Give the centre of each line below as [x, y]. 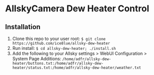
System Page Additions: [37, 59]
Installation [23, 27]
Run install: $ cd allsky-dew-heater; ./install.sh [64, 48]
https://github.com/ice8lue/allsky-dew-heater [61, 43]
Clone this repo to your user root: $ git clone [59, 38]
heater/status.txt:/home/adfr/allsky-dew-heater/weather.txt [77, 68]
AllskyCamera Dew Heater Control [77, 9]
